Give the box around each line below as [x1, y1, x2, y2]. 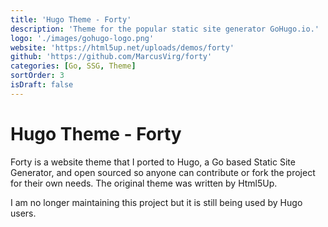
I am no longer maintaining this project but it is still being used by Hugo [10, 196, 303, 208]
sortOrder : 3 [10, 71, 65, 81]
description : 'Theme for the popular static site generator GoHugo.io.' [10, 24, 320, 34]
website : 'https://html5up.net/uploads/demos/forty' [10, 42, 235, 53]
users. [10, 207, 37, 219]
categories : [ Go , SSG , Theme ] [10, 61, 137, 71]
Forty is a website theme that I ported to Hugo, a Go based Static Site [10, 156, 296, 168]
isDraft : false [10, 80, 74, 90]
